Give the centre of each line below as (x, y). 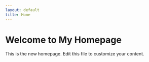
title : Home (18, 15)
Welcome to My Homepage (63, 40)
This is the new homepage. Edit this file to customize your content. (75, 54)
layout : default (22, 10)
